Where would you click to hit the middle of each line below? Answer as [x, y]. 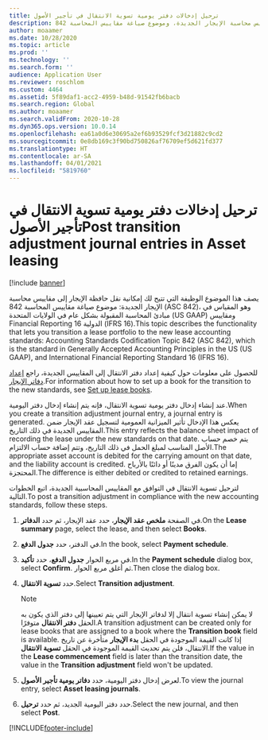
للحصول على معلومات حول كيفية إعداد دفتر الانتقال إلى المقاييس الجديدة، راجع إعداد [133, 372]
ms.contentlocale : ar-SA [50, 156]
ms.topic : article [39, 45]
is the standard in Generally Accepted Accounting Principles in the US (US [131, 349]
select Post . [40, 712]
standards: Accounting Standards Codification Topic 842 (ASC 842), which [132, 340]
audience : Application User [56, 75]
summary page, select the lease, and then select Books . [114, 529]
